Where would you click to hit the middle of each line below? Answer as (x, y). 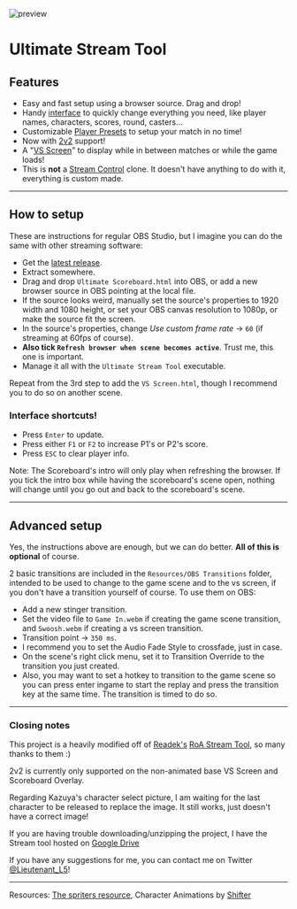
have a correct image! (49, 817)
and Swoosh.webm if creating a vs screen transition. (112, 628)
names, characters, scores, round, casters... (102, 122)
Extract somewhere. (58, 272)
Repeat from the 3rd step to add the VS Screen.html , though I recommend (143, 383)
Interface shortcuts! (53, 415)
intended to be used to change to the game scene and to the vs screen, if (143, 582)
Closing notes (40, 725)
